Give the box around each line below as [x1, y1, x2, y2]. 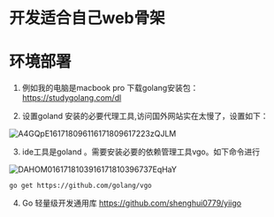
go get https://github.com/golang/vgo [9, 182, 152, 191]
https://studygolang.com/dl [21, 93, 122, 103]
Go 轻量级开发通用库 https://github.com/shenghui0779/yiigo [21, 198, 241, 208]
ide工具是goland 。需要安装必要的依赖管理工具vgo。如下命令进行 [21, 146, 261, 157]
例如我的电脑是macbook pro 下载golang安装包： [21, 83, 199, 94]
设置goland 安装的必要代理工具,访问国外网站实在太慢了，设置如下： [21, 111, 269, 122]
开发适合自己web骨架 [9, 8, 165, 28]
